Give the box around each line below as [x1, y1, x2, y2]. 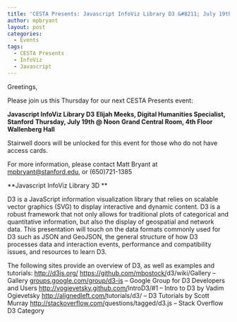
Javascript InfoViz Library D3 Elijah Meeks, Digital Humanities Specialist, [7, 110, 226, 118]
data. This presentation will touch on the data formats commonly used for [7, 224, 221, 234]
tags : [7, 43, 23, 50]
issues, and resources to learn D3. [7, 247, 107, 255]
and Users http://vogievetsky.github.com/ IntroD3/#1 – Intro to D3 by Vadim [7, 284, 224, 292]
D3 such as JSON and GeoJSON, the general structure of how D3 [7, 232, 198, 241]
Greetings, [7, 82, 38, 91]
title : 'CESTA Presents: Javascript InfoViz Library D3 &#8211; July [7, 10, 217, 18]
